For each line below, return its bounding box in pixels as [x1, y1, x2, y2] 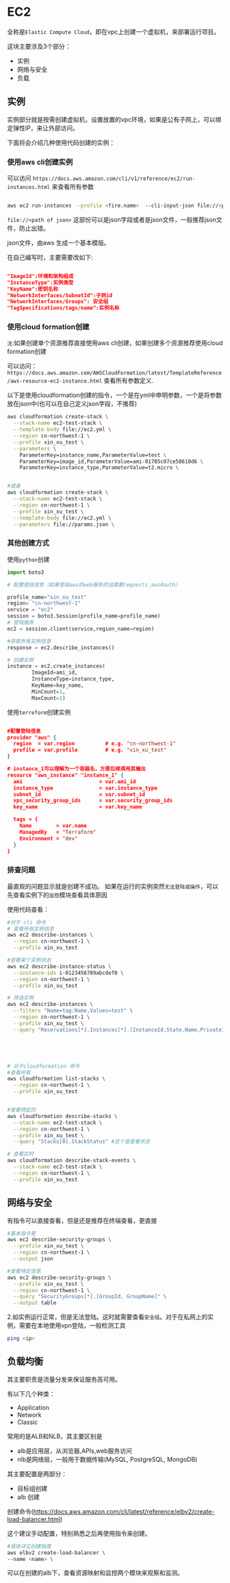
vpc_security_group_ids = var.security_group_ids [13, 797, 173, 805]
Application [16, 1403, 50, 1411]
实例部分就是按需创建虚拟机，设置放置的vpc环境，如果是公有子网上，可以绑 [7, 115, 222, 123]
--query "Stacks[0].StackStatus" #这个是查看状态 [13, 1138, 151, 1145]
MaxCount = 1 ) [31, 694, 66, 702]
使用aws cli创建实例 [7, 157, 73, 166]
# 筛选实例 [7, 994, 34, 1002]
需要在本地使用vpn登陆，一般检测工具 [18, 1321, 126, 1330]
